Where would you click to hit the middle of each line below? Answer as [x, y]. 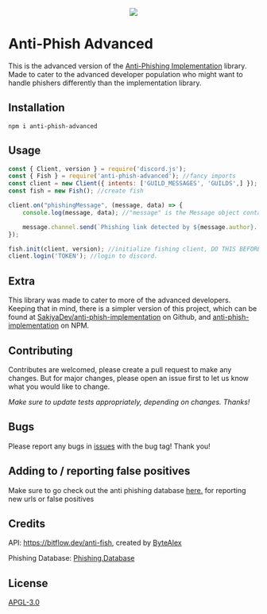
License [28, 583]
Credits [27, 524]
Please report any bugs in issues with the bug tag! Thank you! [109, 446]
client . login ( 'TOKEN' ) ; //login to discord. [83, 256]
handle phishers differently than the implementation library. [105, 83]
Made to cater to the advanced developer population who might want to [126, 74]
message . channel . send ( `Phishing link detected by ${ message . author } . [140, 227]
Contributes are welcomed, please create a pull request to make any [120, 369]
